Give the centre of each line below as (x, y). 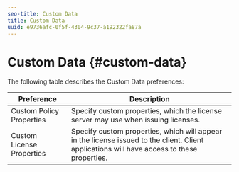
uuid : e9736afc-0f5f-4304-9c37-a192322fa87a (74, 27)
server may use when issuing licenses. (136, 120)
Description (149, 99)
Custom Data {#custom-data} (97, 62)
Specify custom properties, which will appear (147, 132)
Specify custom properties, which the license (147, 111)
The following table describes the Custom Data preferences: (96, 81)
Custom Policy (35, 111)
